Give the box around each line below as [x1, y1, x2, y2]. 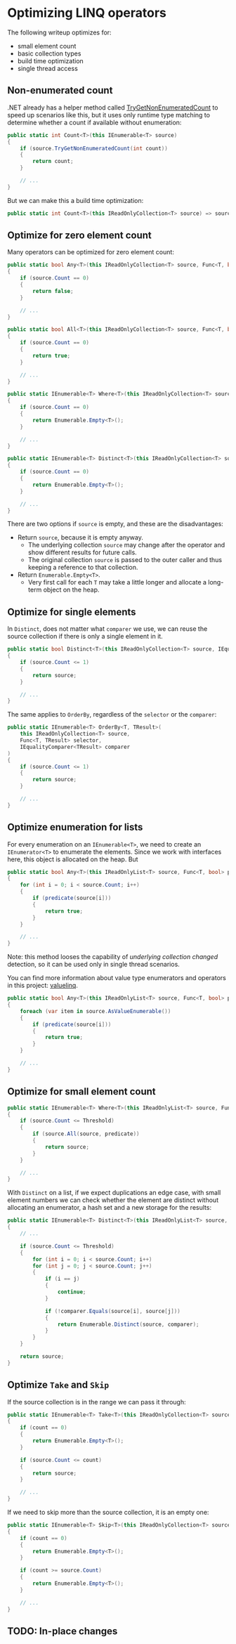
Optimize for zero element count [7, 230, 152, 242]
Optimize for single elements [7, 606, 136, 618]
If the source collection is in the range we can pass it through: [7, 1397, 186, 1406]
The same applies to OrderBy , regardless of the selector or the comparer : [7, 710, 217, 719]
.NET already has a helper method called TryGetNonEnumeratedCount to [7, 103, 218, 112]
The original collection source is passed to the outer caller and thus [27, 556, 223, 564]
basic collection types [17, 49, 81, 58]
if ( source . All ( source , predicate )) [32, 1130, 140, 1137]
